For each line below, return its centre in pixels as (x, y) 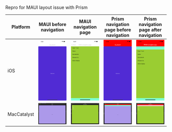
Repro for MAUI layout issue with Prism (47, 7)
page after (150, 30)
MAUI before (52, 24)
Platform (21, 27)
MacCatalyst (21, 114)
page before (118, 30)
